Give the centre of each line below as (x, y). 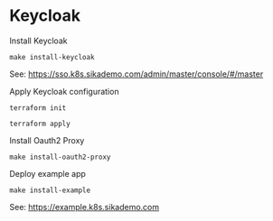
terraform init (38, 108)
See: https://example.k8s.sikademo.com (85, 207)
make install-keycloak (52, 57)
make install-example (50, 190)
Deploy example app (47, 173)
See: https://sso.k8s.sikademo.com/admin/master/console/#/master (136, 74)
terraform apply (40, 124)
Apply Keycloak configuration (64, 91)
